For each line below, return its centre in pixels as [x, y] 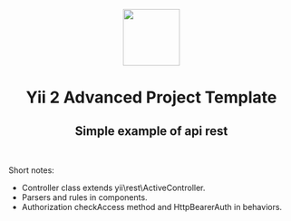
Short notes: [32, 170]
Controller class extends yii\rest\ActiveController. [113, 187]
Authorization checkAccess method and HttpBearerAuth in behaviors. [152, 207]
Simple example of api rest [151, 131]
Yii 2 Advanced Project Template [151, 97]
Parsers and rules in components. [84, 197]
